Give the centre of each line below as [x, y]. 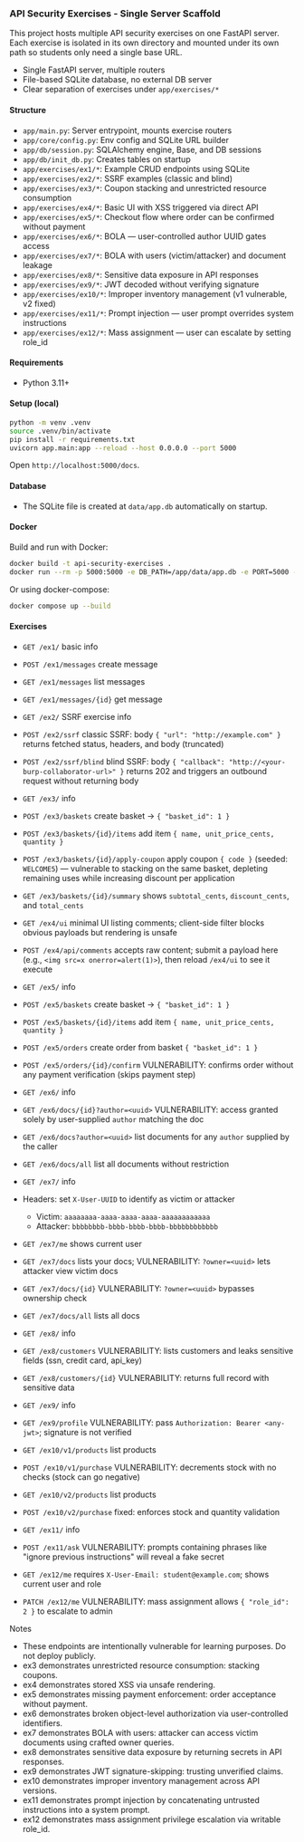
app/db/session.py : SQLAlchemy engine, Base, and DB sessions [142, 149]
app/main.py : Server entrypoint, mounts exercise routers [127, 130]
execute [38, 969]
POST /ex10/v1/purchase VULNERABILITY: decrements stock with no [149, 1467]
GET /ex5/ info [49, 986]
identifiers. [43, 1722]
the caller [40, 1146]
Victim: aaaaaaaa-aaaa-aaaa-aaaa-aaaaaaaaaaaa [123, 1216]
